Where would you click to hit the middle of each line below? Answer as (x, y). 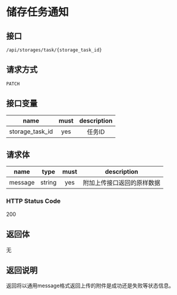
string (49, 183)
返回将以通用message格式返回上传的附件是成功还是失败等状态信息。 (90, 285)
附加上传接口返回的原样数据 (121, 183)
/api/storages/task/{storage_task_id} (54, 50)
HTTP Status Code (34, 201)
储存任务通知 (38, 12)
